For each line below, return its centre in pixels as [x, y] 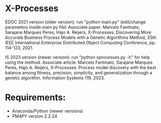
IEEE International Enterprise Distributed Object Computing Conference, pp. [80, 42]
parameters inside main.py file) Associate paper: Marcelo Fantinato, [73, 27]
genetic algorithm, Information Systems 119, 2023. [55, 78]
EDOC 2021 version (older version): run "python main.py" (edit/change [75, 22]
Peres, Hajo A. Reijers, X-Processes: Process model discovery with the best [80, 67]
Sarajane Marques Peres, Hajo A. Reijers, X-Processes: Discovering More [78, 32]
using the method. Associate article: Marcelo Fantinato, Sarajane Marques [79, 62]
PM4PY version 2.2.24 [34, 116]
